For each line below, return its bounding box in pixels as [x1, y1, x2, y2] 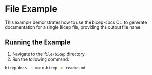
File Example [5, 3, 57, 14]
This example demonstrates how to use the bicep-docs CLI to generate [5, 19, 147, 25]
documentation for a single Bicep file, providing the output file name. [5, 24, 142, 30]
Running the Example [5, 38, 71, 47]
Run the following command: [12, 56, 69, 62]
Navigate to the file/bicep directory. [12, 51, 86, 57]
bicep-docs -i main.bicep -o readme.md [5, 65, 86, 70]
